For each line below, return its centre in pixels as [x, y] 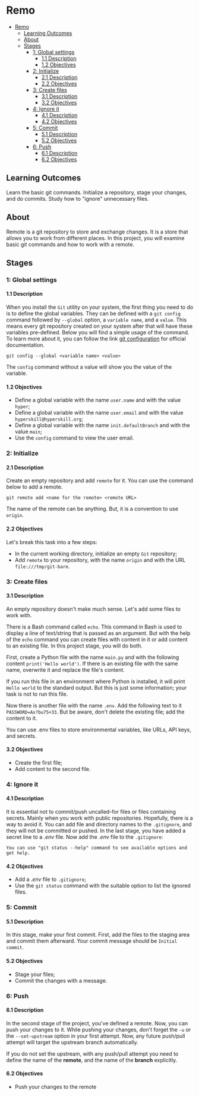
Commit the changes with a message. [61, 980]
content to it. [22, 718]
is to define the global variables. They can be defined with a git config [94, 314]
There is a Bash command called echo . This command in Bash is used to [94, 627]
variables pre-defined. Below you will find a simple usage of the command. [98, 333]
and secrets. [21, 736]
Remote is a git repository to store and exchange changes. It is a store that [97, 232]
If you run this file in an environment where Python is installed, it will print [96, 681]
